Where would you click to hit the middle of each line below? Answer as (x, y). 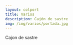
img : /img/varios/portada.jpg (37, 23)
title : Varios (20, 14)
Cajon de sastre (21, 38)
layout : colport (22, 10)
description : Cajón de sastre (37, 19)
